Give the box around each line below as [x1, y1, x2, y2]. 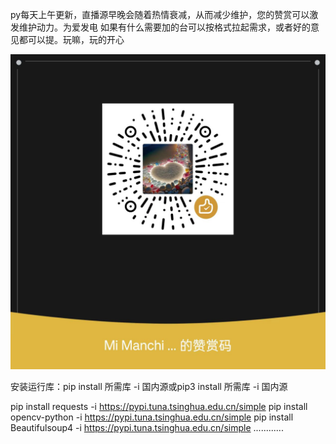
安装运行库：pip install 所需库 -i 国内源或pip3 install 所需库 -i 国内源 [10, 381, 288, 392]
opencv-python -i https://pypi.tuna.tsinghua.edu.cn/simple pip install [10, 411, 294, 423]
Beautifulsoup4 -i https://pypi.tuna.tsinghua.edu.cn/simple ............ [10, 422, 284, 433]
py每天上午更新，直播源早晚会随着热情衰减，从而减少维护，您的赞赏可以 [10, 9, 310, 20]
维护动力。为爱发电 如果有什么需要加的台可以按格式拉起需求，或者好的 [18, 21, 311, 33]
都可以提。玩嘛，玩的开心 [18, 34, 125, 45]
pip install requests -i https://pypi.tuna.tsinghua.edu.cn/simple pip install [10, 401, 308, 412]
